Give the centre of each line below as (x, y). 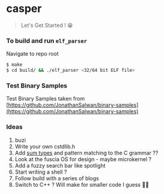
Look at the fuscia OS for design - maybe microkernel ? (83, 159)
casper (24, 9)
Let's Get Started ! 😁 (47, 25)
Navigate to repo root (32, 54)
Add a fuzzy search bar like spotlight (60, 165)
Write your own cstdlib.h (45, 146)
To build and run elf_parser (47, 41)
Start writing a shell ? (41, 172)
